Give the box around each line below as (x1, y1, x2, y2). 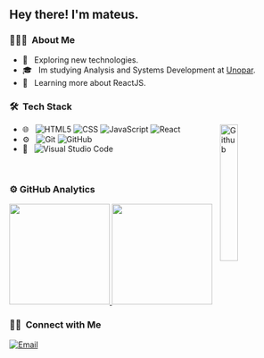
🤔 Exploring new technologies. (21, 54, 139, 65)
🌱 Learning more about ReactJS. (21, 77, 146, 88)
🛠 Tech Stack (9, 100, 73, 113)
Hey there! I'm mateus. (9, 7, 139, 22)
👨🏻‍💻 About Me (9, 34, 76, 47)
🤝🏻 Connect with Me (9, 319, 102, 331)
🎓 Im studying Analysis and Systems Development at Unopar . (21, 64, 256, 75)
